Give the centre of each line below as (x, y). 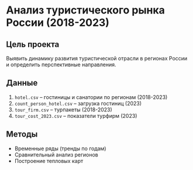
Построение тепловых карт (49, 161)
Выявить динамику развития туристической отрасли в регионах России (97, 58)
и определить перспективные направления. (61, 64)
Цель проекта (33, 44)
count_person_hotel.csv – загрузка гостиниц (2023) (78, 103)
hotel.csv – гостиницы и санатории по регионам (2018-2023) (91, 97)
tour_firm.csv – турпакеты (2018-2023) (63, 110)
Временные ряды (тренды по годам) (60, 148)
